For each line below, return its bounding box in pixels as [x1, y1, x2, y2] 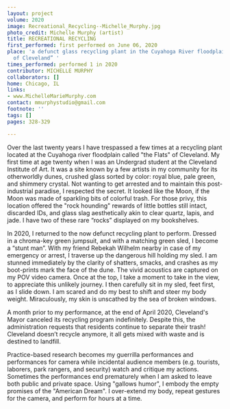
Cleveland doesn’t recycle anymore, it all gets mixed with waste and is [7, 330, 205, 338]
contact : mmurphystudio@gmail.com [7, 99, 106, 106]
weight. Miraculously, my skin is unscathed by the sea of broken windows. [7, 295, 217, 303]
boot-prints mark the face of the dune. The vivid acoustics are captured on [7, 265, 218, 274]
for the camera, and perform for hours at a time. [7, 394, 142, 402]
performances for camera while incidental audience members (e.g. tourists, [7, 358, 220, 366]
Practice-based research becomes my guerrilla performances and [7, 350, 194, 358]
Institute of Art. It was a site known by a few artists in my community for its [7, 165, 218, 173]
